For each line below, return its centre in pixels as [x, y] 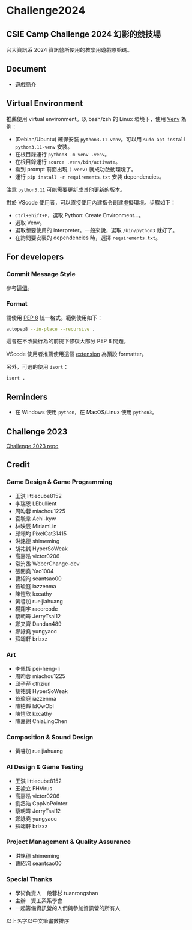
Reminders [27, 397]
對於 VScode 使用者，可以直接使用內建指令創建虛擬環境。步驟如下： [91, 202]
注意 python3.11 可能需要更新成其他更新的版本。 [66, 189]
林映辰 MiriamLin [36, 526]
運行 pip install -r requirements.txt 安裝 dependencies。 [90, 177]
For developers [35, 257]
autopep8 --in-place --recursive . [51, 329]
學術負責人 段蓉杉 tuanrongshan [56, 893]
